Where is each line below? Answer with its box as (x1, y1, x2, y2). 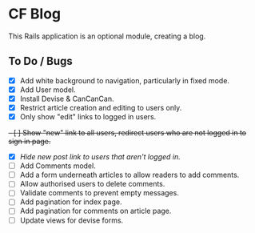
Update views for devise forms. (19, 215, 124, 225)
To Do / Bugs (8, 54, 74, 68)
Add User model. (19, 85, 76, 94)
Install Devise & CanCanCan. (19, 94, 114, 103)
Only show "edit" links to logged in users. (19, 112, 157, 121)
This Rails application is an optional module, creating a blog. (8, 31, 206, 41)
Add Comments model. (19, 161, 96, 171)
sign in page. (8, 137, 51, 147)
